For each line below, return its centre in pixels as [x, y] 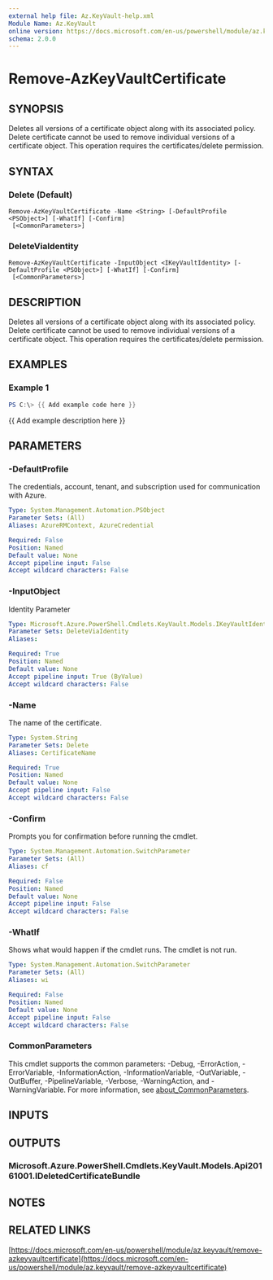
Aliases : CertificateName [52, 753]
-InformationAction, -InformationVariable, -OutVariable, [149, 1072]
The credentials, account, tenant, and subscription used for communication [134, 487]
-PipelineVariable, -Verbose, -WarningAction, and [127, 1081]
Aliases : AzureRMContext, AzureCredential [81, 526]
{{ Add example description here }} [67, 420]
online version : [36, 31]
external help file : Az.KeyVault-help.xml [81, 16]
